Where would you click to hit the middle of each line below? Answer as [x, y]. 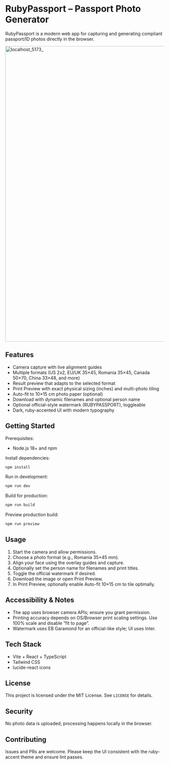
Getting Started [30, 426]
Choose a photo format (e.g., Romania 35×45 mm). [66, 557]
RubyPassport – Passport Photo [73, 9]
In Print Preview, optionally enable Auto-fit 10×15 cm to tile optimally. [84, 584]
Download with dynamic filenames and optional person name [76, 399]
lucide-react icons [32, 667]
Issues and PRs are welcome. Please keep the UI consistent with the [76, 751]
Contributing [26, 739]
